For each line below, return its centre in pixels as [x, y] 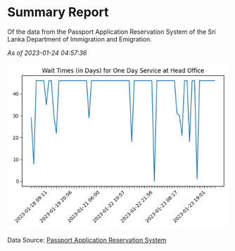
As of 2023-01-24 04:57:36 [47, 53]
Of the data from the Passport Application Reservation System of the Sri [112, 32]
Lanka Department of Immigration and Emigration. [80, 39]
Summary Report [58, 12]
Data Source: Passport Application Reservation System [87, 240]
